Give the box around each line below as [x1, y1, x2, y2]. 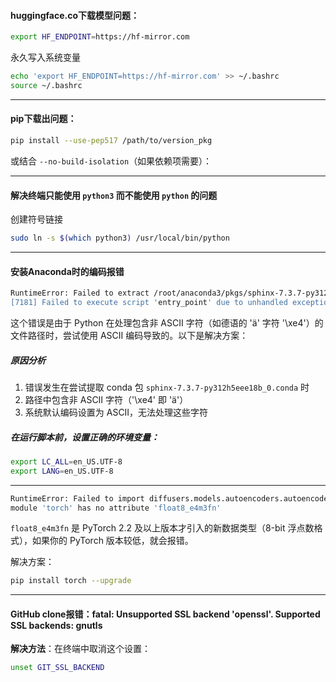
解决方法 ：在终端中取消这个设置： [10, 643, 151, 655]
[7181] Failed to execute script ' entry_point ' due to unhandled [10, 298, 288, 308]
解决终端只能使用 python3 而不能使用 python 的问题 [10, 189, 218, 201]
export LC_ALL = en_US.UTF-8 [10, 456, 123, 467]
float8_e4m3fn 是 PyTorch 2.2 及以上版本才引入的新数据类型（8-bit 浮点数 [10, 522, 315, 534]
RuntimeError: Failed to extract [10, 288, 150, 299]
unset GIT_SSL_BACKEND [10, 663, 105, 673]
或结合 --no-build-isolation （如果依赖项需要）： [10, 155, 213, 167]
